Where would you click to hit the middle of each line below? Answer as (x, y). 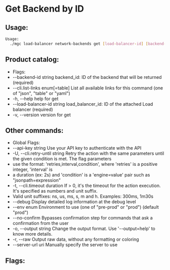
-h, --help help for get (35, 99)
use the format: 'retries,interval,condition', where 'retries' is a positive (85, 164)
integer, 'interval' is (33, 169)
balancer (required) (33, 109)
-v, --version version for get (41, 115)
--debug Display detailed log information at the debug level (74, 202)
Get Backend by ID (45, 9)
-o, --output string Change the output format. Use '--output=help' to (84, 229)
